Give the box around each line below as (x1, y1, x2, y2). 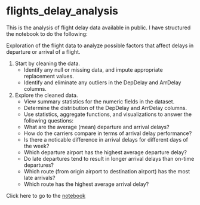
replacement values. (23, 72, 74, 79)
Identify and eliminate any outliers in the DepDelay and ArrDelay (23, 79, 181, 86)
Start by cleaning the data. (14, 60, 81, 67)
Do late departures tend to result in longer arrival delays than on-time (23, 155, 195, 162)
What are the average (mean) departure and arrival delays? (23, 123, 170, 130)
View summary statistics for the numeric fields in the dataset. (23, 97, 175, 105)
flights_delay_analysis (6, 4, 118, 18)
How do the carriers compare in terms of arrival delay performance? (23, 130, 192, 137)
